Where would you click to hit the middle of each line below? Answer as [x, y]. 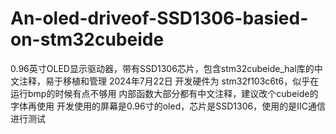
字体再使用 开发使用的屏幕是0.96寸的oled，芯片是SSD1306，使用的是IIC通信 [168, 106]
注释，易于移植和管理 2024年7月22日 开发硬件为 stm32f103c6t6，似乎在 [169, 81]
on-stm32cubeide [87, 39]
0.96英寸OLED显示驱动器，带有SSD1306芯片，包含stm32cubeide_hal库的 [162, 68]
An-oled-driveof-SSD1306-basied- [159, 18]
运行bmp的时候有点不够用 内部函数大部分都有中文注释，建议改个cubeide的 [164, 93]
